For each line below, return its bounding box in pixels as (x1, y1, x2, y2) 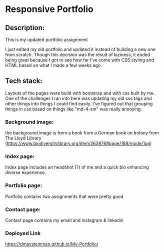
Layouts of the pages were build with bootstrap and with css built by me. (5, 90, 155, 96)
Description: (5, 23, 45, 32)
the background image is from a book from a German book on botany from (5, 130, 159, 136)
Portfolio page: (5, 182, 42, 189)
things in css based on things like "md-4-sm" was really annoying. (5, 106, 142, 112)
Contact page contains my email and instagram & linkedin (5, 217, 124, 223)
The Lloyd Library (5, 135, 41, 141)
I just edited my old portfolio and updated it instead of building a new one (5, 46, 156, 52)
